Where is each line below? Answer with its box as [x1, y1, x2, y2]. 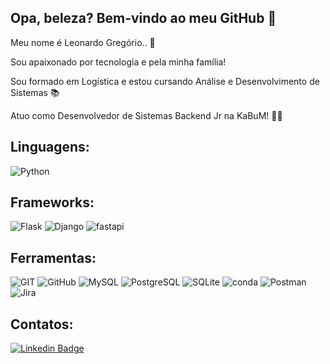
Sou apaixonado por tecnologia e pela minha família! [10, 56, 227, 68]
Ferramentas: [10, 249, 97, 266]
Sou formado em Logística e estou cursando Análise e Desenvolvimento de [10, 75, 320, 87]
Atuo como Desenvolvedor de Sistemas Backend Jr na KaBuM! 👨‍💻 [10, 109, 283, 121]
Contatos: [10, 316, 74, 333]
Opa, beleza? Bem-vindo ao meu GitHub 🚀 [10, 10, 277, 27]
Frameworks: [10, 194, 95, 211]
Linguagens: [10, 139, 90, 156]
